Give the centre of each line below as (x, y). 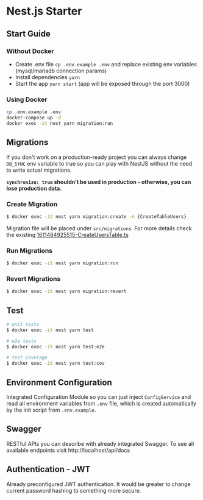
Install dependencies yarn (48, 77)
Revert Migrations (34, 278)
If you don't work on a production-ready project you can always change (97, 157)
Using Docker (27, 99)
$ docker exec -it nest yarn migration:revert (66, 291)
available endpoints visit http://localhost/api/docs (68, 450)
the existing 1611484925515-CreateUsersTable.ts (68, 234)
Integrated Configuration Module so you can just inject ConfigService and (99, 397)
